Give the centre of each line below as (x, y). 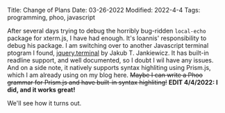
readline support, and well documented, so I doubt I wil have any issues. (110, 60)
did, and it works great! (41, 90)
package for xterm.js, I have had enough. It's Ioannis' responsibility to (107, 38)
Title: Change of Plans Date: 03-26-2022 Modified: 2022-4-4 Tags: (104, 10)
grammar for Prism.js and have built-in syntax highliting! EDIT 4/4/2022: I (112, 82)
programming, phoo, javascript (51, 17)
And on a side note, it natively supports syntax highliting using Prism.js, (109, 68)
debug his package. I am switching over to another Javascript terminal (108, 45)
